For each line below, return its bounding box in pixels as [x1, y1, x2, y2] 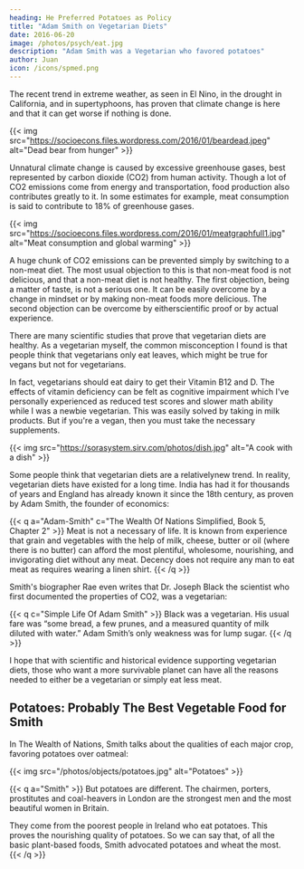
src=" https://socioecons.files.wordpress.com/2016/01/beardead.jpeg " [9, 135, 271, 146]
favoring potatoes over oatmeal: [9, 748, 128, 759]
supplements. [9, 425, 61, 435]
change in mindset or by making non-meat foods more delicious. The [9, 293, 267, 304]
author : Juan [9, 55, 59, 64]
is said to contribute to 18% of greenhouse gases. [9, 200, 195, 211]
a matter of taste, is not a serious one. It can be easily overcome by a [9, 283, 267, 294]
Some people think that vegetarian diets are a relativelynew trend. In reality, [9, 469, 291, 480]
